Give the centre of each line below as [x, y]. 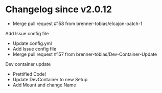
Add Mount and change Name [44, 85]
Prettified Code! [29, 74]
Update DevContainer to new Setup [50, 79]
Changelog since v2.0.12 [59, 9]
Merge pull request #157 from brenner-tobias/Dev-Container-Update [85, 54]
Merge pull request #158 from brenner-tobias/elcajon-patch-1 [77, 24]
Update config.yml [32, 43]
